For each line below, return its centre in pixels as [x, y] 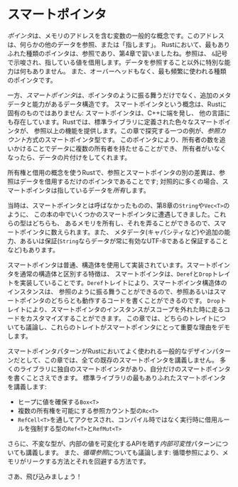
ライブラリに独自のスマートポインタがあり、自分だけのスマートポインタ [125, 369]
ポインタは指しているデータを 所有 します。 [88, 190]
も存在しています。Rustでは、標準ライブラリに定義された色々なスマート [113, 122]
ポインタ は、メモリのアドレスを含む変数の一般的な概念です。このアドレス [116, 36]
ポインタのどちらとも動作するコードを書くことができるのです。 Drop [120, 300]
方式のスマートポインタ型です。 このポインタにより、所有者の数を [123, 139]
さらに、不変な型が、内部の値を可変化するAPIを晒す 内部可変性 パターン [112, 443]
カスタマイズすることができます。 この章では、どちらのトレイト [120, 318]
